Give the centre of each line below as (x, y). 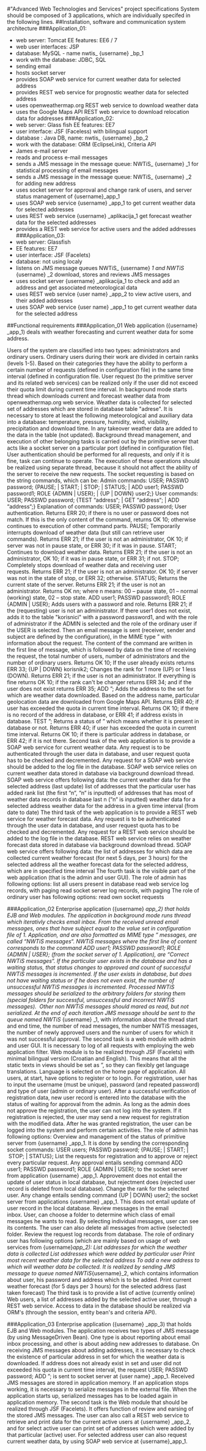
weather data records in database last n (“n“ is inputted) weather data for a (101, 799)
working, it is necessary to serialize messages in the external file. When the (102, 1389)
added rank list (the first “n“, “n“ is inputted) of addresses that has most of (100, 793)
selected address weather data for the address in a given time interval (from (103, 806)
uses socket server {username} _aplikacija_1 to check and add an (97, 281)
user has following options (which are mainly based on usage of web (94, 1241)
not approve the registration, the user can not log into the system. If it (94, 1110)
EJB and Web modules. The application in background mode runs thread (99, 915)
